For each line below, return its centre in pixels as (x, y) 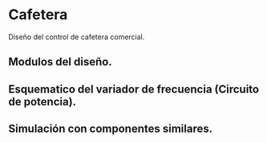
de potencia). (42, 101)
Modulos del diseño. (60, 62)
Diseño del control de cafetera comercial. (77, 37)
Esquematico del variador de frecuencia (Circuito (133, 89)
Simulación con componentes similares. (111, 129)
